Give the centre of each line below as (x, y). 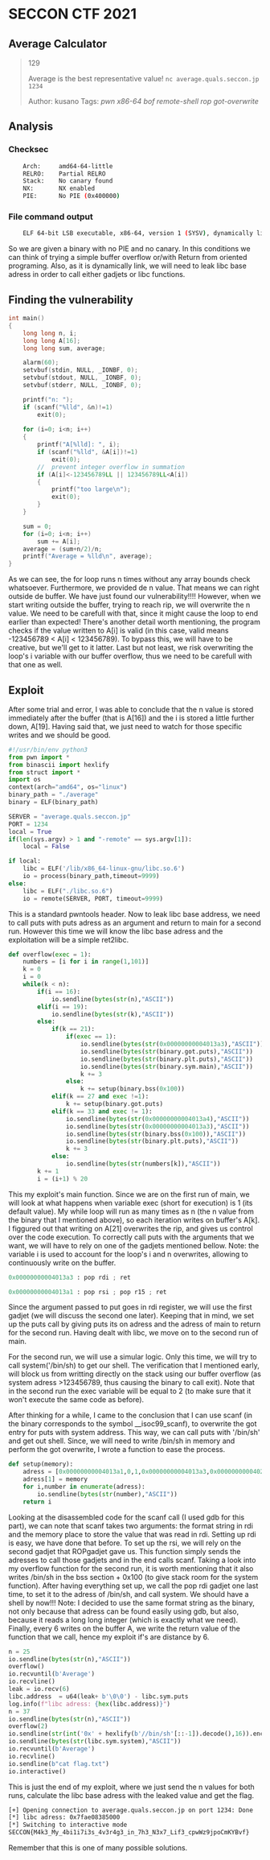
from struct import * (45, 772)
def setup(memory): (41, 1464)
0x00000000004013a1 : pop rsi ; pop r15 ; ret (88, 1292)
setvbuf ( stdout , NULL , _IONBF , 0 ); (82, 378)
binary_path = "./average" (53, 795)
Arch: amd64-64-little (68, 166)
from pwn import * (39, 757)
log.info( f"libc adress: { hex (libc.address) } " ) (90, 1704)
